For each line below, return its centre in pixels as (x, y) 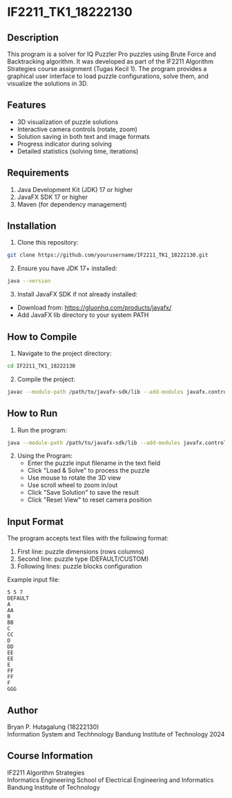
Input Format (36, 521)
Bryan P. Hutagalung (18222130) (53, 727)
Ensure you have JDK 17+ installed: (67, 268)
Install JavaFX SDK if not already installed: (77, 294)
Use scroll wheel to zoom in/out (72, 485)
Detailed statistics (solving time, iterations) (78, 151)
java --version (29, 281)
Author (22, 710)
